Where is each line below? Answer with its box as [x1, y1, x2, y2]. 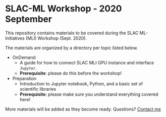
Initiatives [5, 35, 25, 41]
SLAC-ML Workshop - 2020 [5, 3, 122, 14]
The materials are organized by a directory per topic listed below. [5, 45, 138, 51]
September [5, 13, 52, 25]
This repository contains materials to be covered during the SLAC [5, 30, 139, 36]
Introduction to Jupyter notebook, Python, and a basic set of [19, 80, 143, 87]
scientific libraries [19, 86, 56, 92]
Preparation [12, 75, 37, 81]
